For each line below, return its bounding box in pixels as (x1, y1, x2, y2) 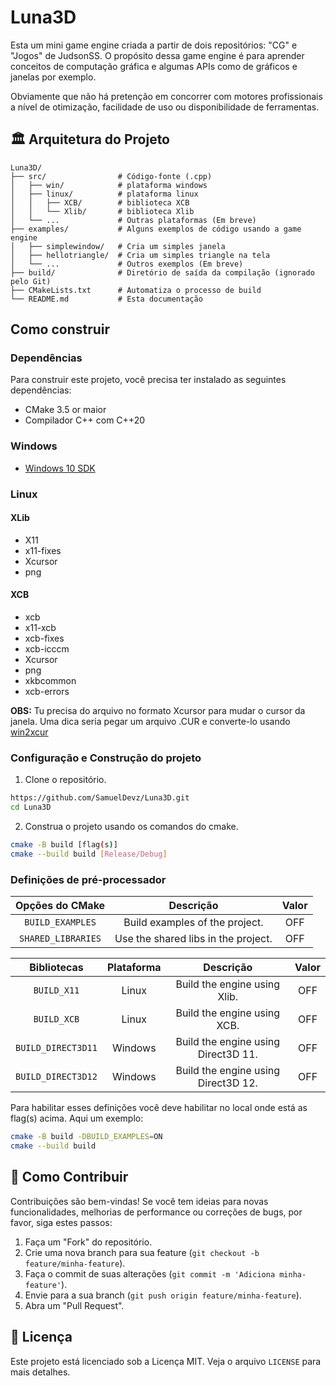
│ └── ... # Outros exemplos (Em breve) (10, 259, 244, 269)
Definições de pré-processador (10, 872, 167, 886)
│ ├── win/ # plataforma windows (10, 180, 208, 190)
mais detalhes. (10, 1366, 71, 1378)
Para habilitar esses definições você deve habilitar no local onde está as (10, 1102, 308, 1114)
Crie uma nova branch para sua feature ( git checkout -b (24, 1246, 260, 1258)
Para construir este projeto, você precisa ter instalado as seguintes (10, 374, 287, 386)
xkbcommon (24, 675, 77, 687)
